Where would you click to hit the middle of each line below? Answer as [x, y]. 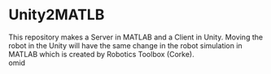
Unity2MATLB [57, 15]
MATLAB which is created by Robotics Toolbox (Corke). [102, 54]
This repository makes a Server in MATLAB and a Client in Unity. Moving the [135, 37]
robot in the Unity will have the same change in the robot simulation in [125, 45]
